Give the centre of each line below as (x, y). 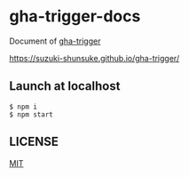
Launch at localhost (65, 86)
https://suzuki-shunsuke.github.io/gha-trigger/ (94, 58)
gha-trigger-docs (75, 16)
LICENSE (34, 142)
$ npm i (24, 107)
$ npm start (31, 114)
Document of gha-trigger (55, 41)
